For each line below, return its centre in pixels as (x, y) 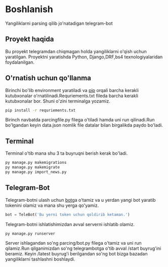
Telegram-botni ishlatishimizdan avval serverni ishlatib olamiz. (70, 224)
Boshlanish (29, 9)
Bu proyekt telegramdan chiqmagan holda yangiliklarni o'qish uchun (76, 51)
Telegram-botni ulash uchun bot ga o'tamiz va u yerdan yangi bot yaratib (80, 200)
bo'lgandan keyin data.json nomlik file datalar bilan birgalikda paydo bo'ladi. (84, 125)
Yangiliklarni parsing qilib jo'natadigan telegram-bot (59, 23)
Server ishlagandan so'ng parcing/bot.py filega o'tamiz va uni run (73, 243)
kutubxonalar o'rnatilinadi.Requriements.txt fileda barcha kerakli (72, 96)
